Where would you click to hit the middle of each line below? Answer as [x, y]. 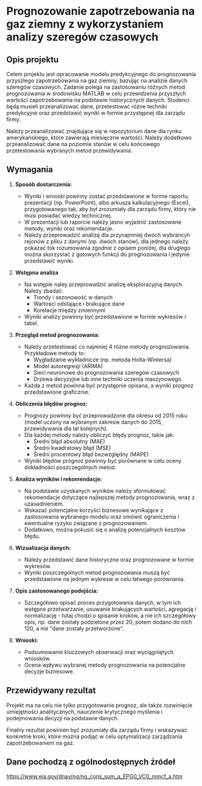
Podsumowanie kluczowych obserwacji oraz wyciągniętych [99, 652]
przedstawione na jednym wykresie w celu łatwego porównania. [105, 579]
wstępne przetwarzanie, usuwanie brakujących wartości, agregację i [110, 609]
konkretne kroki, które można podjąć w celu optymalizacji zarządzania [94, 736]
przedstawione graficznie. [57, 392]
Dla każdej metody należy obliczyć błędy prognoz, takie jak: [99, 435]
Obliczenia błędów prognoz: [51, 403]
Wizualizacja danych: [43, 548]
